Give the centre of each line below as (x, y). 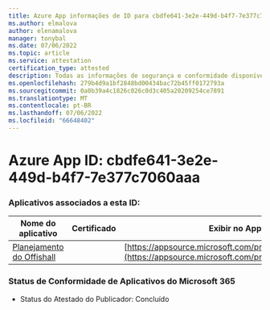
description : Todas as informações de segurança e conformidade (118, 76)
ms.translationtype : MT (48, 98)
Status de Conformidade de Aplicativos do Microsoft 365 (122, 281)
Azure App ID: (56, 161)
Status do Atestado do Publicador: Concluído (94, 299)
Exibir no (226, 229)
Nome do (38, 224)
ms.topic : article (39, 53)
